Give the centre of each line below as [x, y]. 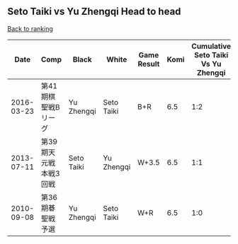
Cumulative [211, 46]
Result [149, 64]
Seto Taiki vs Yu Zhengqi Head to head [94, 12]
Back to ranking [30, 28]
